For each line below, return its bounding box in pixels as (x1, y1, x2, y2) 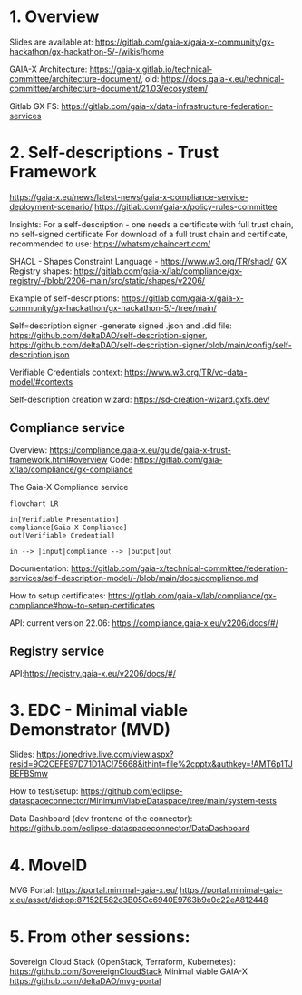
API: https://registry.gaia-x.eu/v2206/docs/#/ (9, 668, 177, 678)
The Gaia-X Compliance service (9, 481, 129, 492)
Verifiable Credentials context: (9, 367, 122, 377)
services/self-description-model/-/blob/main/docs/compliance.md (9, 572, 258, 583)
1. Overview (9, 6, 100, 27)
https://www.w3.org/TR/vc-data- (123, 367, 248, 377)
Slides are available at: (9, 36, 93, 47)
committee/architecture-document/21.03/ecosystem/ (9, 83, 209, 94)
